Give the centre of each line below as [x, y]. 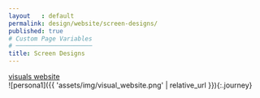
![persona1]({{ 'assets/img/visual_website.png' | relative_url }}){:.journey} [130, 85]
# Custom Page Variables [50, 38]
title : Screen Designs [47, 53]
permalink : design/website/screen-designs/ [83, 23]
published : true [36, 31]
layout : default [41, 16]
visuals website [34, 77]
